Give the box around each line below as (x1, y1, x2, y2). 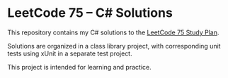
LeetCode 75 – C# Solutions (7, 5, 173, 21)
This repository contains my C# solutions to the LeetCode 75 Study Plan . (7, 28, 220, 37)
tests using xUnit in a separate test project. (7, 49, 132, 58)
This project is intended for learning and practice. (7, 63, 152, 71)
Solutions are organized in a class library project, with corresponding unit (7, 41, 221, 50)
